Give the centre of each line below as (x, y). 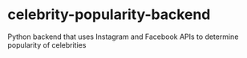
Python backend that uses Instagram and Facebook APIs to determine (123, 37)
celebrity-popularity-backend (109, 15)
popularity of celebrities (47, 44)
